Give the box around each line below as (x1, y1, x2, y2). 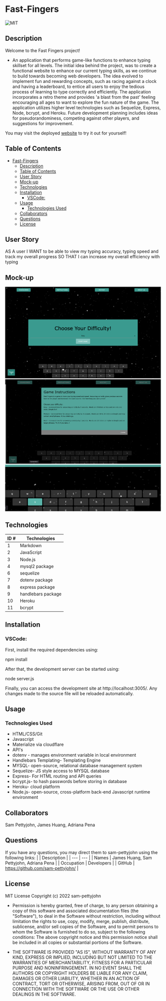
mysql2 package (19, 563, 54, 569)
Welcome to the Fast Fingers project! (5, 47, 81, 53)
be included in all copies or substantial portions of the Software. (12, 939, 143, 945)
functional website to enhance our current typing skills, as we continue (12, 68, 157, 73)
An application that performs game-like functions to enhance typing (12, 57, 151, 63)
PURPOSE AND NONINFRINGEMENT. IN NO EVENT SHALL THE (12, 965, 142, 971)
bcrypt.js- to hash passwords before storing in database (12, 779, 127, 785)
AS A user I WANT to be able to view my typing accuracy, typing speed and (5, 248, 159, 254)
